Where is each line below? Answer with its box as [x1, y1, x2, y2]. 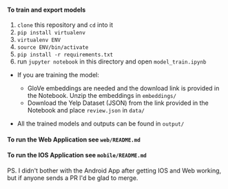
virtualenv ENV [17, 37, 61, 44]
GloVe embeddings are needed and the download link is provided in [27, 84, 220, 92]
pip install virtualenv [17, 30, 86, 37]
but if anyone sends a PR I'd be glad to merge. [7, 174, 138, 182]
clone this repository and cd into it [17, 21, 114, 29]
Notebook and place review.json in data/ [27, 106, 145, 115]
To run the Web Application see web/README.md [7, 135, 141, 143]
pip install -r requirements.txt [17, 52, 114, 59]
